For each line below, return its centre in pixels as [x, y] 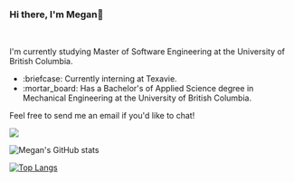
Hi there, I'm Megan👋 [57, 14]
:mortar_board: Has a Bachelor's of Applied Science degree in [138, 89]
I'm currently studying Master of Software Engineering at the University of [147, 52]
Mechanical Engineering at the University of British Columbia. [137, 98]
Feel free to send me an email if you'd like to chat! [102, 116]
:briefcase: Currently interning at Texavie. [100, 79]
